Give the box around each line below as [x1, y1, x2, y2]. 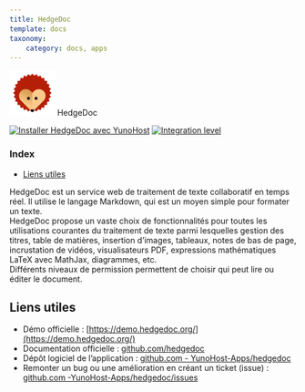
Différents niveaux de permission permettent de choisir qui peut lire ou [9, 263, 275, 274]
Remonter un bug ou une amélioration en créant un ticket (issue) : [22, 363, 269, 374]
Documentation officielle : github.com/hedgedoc [22, 343, 205, 355]
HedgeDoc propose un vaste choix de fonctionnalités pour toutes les [9, 215, 268, 226]
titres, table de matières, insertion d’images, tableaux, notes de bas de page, [9, 234, 298, 245]
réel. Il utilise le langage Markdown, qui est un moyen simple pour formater [9, 196, 290, 207]
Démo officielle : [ [22, 324, 89, 335]
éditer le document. [9, 273, 83, 284]
